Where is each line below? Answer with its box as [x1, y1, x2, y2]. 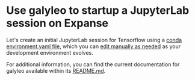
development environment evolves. [6, 49, 93, 56]
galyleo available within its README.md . [6, 67, 106, 74]
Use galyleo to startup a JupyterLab [6, 4, 190, 17]
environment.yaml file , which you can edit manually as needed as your [6, 43, 181, 50]
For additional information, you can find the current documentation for [6, 61, 180, 68]
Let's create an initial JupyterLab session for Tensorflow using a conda [6, 36, 182, 43]
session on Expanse [6, 16, 109, 30]
